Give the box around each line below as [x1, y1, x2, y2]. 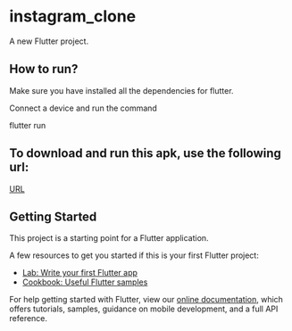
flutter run [9, 120, 46, 130]
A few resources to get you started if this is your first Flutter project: [9, 250, 259, 261]
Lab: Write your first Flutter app [21, 268, 138, 278]
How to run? [9, 62, 79, 77]
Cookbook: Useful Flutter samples [21, 277, 148, 287]
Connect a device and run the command [9, 103, 158, 113]
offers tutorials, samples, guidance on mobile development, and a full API [9, 303, 279, 314]
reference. [9, 313, 47, 324]
